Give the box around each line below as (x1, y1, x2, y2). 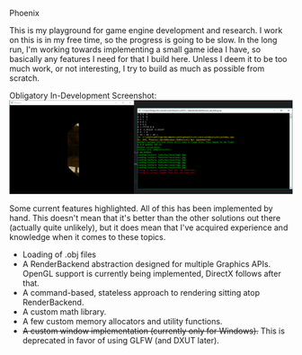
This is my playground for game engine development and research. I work (9, 25, 283, 35)
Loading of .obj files (22, 249, 97, 260)
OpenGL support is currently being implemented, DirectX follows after (22, 268, 281, 279)
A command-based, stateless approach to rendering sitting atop (22, 287, 261, 297)
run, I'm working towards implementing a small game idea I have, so (9, 44, 262, 55)
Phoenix (9, 8, 40, 18)
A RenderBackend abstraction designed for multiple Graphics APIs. (22, 258, 271, 269)
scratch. (9, 73, 40, 84)
